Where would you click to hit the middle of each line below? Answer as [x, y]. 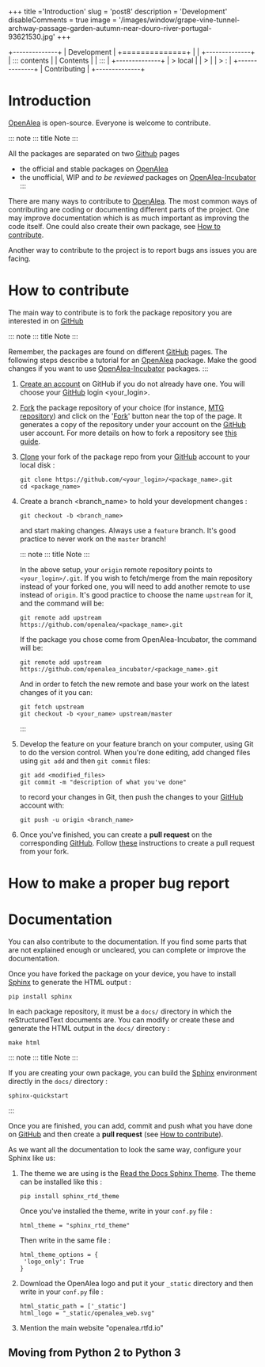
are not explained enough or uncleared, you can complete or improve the [127, 950]
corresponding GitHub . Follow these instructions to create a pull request [137, 842]
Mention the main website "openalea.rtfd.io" [91, 1328]
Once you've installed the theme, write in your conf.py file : [116, 1211]
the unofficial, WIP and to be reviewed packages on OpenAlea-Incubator [138, 177]
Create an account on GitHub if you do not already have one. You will [132, 384]
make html [25, 1043]
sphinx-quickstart [38, 1096]
